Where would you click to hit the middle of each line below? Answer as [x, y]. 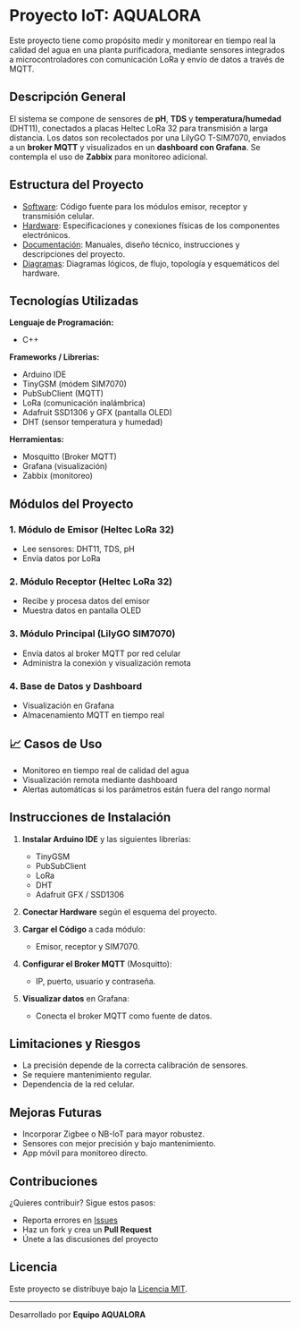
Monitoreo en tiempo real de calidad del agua [106, 770]
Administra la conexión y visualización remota [107, 662]
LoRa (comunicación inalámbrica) [83, 403]
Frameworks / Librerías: [54, 357]
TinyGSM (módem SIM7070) [75, 384]
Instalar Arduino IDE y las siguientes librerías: [107, 839]
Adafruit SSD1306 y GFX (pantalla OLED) [97, 413]
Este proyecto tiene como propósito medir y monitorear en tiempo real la [143, 40]
